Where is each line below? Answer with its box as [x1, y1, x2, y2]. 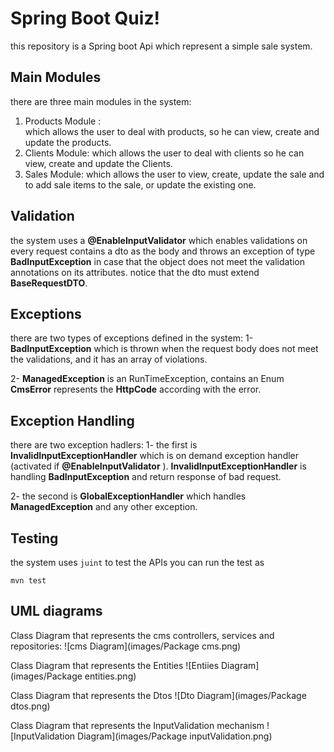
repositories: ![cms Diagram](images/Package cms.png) [10, 640, 242, 652]
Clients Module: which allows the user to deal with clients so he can [24, 147, 305, 159]
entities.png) [84, 670, 137, 682]
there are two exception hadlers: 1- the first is [10, 439, 198, 451]
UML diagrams [10, 603, 103, 620]
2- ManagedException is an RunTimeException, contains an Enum [10, 373, 285, 385]
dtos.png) [10, 700, 51, 712]
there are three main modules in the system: [10, 95, 192, 107]
